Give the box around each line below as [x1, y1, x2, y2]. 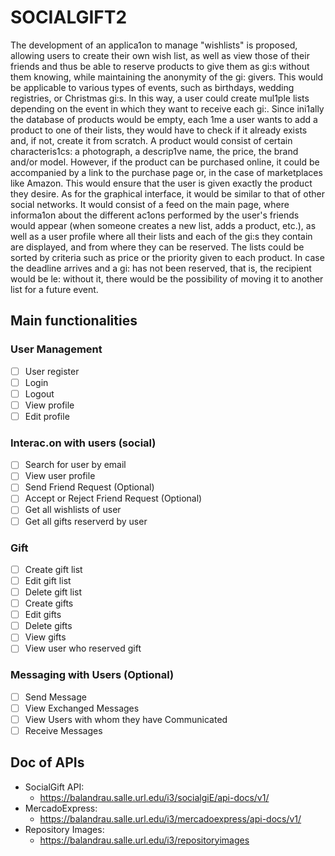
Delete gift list [24, 586, 83, 598]
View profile [24, 399, 75, 411]
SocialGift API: [24, 781, 85, 793]
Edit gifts [24, 609, 62, 621]
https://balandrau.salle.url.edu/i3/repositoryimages [39, 834, 250, 846]
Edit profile [24, 410, 70, 422]
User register [24, 365, 80, 377]
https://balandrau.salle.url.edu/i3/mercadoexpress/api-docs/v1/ [39, 812, 302, 825]
